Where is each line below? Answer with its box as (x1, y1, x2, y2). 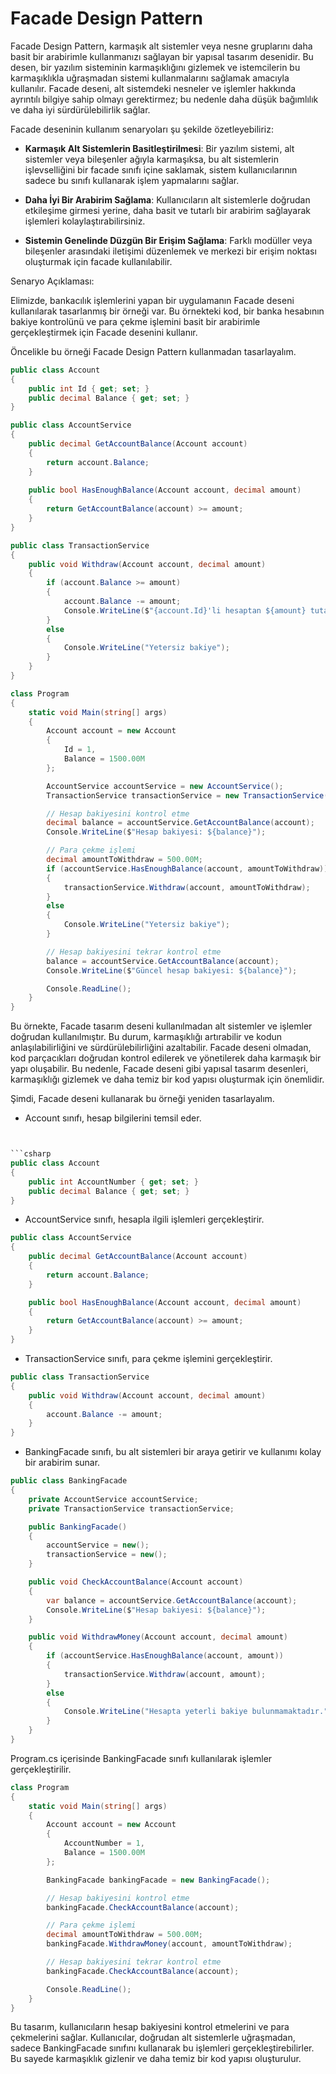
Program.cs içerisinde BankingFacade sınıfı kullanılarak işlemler (10, 1752, 273, 1764)
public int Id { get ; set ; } (28, 383, 150, 394)
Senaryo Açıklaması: (10, 275, 95, 287)
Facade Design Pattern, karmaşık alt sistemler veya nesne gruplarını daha (10, 40, 313, 52)
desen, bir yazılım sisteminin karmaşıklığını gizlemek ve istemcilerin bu (10, 61, 301, 73)
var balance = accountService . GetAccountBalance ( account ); (46, 1595, 298, 1606)
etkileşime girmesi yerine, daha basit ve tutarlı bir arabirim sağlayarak (24, 204, 312, 216)
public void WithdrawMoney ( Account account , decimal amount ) (28, 1632, 288, 1642)
